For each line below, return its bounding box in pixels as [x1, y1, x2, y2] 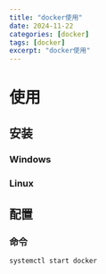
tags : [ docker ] [9, 37, 66, 47]
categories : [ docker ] [9, 29, 90, 38]
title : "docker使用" [9, 12, 83, 22]
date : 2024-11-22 [9, 21, 74, 30]
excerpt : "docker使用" [9, 46, 91, 55]
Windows [9, 153, 52, 165]
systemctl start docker [9, 256, 98, 266]
